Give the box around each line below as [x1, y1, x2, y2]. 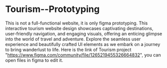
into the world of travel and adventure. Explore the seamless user [5, 36, 141, 42]
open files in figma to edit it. [5, 57, 64, 63]
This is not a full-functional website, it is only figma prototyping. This [5, 20, 148, 26]
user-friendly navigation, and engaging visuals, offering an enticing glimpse [5, 30, 162, 36]
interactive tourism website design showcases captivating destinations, [5, 25, 154, 31]
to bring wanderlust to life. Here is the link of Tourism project [5, 46, 132, 52]
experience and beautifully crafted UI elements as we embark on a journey [5, 41, 160, 47]
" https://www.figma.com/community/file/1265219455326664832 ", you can [5, 51, 161, 58]
